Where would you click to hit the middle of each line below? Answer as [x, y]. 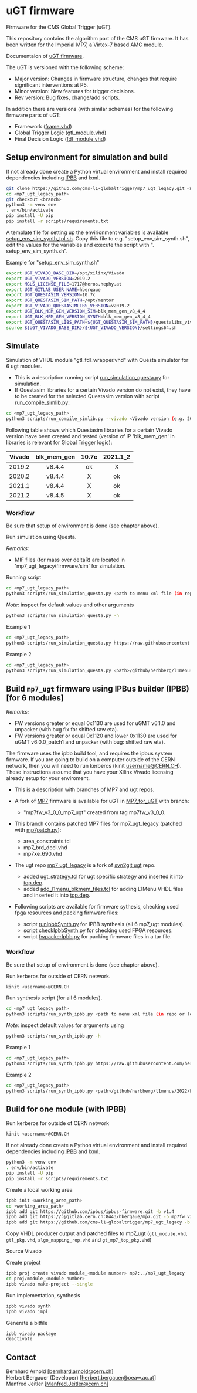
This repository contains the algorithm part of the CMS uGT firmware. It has [97, 38]
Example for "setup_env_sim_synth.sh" [53, 262]
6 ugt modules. [24, 366]
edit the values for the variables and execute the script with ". [80, 245]
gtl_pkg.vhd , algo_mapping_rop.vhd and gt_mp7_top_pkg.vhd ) [79, 1240]
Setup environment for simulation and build [87, 157]
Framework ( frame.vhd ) [43, 126]
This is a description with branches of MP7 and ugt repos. [84, 789]
